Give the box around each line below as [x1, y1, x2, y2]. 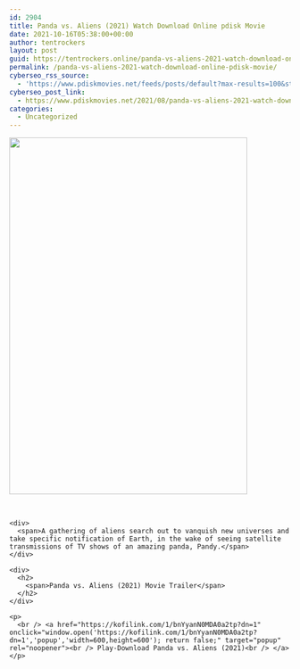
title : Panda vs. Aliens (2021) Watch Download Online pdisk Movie [9, 21, 266, 30]
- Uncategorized [17, 112, 78, 121]
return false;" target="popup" [164, 636, 281, 645]
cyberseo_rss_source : [9, 71, 90, 80]
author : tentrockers [9, 37, 87, 47]
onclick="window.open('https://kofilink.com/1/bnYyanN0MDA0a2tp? [9, 628, 257, 638]
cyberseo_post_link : [9, 87, 87, 96]
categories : [9, 104, 54, 113]
